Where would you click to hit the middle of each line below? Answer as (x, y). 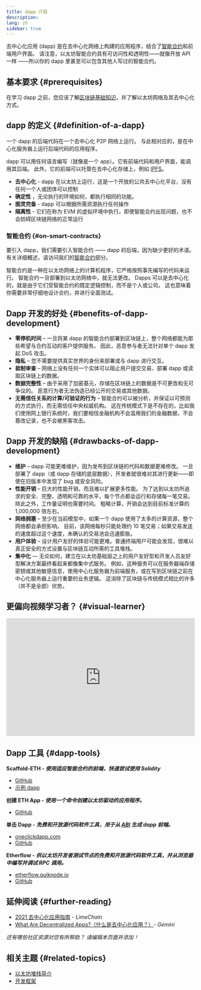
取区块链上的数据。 (39, 375)
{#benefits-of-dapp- (109, 313)
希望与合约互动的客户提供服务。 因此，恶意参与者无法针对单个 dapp (104, 345)
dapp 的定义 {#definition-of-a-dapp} (76, 125)
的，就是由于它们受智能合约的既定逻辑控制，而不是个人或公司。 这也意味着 (99, 286)
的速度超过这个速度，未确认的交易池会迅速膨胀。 (75, 533)
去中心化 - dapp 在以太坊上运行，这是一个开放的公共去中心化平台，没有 (103, 181)
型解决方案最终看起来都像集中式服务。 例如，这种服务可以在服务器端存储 (105, 563)
